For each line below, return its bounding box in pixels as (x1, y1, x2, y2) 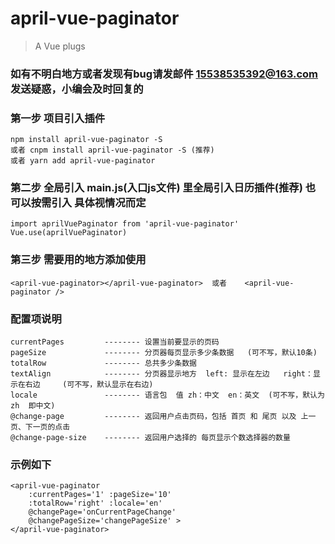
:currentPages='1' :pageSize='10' (28, 490, 172, 500)
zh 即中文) (10, 401, 56, 411)
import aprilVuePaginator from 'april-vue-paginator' (10, 219, 240, 229)
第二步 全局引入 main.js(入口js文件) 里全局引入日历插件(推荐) (10, 181, 303, 195)
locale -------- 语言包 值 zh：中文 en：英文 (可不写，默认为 (10, 390, 325, 401)
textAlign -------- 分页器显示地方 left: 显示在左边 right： (10, 369, 313, 379)
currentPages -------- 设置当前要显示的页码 (10, 337, 220, 347)
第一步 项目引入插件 (10, 111, 106, 125)
